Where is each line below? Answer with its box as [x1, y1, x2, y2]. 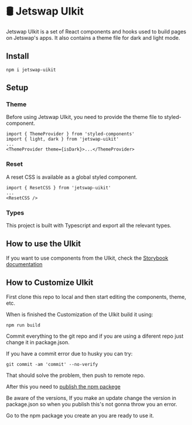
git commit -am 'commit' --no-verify [6, 361, 98, 367]
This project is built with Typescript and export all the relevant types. [6, 222, 172, 229]
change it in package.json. [6, 338, 70, 346]
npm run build [6, 322, 41, 328]
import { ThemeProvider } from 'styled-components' [6, 131, 135, 137]
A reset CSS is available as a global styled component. [6, 174, 138, 181]
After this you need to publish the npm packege [6, 383, 121, 390]
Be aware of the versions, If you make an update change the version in [6, 394, 177, 402]
